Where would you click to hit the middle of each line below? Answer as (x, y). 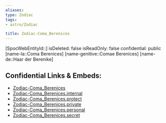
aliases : (15, 10)
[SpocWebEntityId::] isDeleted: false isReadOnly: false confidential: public (83, 48)
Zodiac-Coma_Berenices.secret (46, 115)
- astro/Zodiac (22, 24)
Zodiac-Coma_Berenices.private (47, 104)
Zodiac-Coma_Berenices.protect (47, 99)
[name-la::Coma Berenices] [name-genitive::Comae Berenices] (72, 54)
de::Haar (15, 59)
